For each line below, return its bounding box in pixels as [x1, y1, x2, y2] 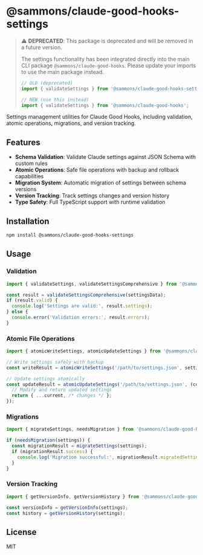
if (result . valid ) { [6, 297, 59, 304]
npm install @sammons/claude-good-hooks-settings [6, 232, 134, 238]
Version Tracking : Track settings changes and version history [14, 192, 170, 200]
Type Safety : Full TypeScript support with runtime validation [14, 198, 166, 206]
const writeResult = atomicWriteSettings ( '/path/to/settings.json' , [6, 365, 182, 371]
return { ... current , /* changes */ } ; [11, 392, 112, 399]
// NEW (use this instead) [21, 96, 89, 103]
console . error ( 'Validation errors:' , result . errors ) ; [11, 314, 150, 320]
